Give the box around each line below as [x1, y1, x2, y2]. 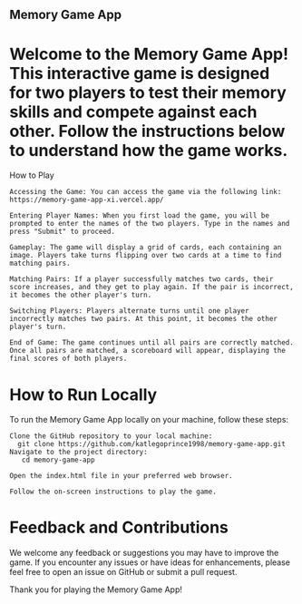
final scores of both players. [9, 354, 128, 364]
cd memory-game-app [21, 455, 95, 465]
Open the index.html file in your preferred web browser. [9, 472, 233, 481]
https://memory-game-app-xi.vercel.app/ [9, 195, 165, 205]
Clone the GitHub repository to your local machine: [9, 432, 213, 441]
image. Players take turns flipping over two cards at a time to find [9, 251, 282, 260]
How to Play [9, 170, 54, 180]
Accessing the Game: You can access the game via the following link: [9, 188, 282, 197]
